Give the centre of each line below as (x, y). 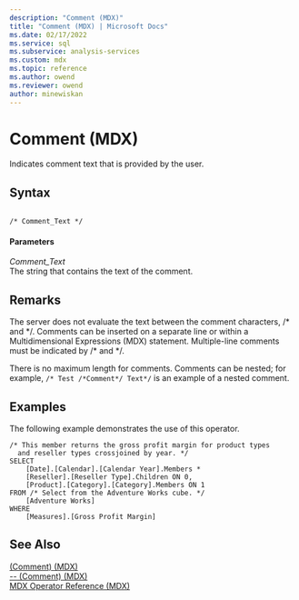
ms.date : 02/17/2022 (49, 35)
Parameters (32, 241)
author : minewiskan (46, 94)
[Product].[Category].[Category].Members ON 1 (115, 485)
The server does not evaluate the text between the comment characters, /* (150, 322)
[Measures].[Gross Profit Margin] (91, 517)
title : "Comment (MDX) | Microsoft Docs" (89, 26)
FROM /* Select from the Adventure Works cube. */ (107, 493)
